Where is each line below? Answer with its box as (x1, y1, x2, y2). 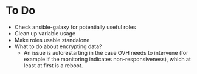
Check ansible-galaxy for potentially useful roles (14, 23, 136, 31)
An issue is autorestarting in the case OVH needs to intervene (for (23, 49, 189, 56)
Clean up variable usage (14, 29, 76, 37)
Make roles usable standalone (14, 36, 90, 43)
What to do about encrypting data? (14, 43, 102, 50)
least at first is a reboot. (23, 61, 83, 69)
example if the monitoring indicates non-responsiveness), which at (23, 55, 191, 63)
